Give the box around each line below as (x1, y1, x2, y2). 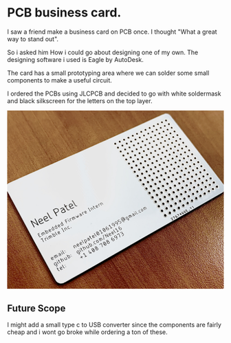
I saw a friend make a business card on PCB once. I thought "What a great (7, 27, 218, 36)
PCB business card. (7, 5, 122, 21)
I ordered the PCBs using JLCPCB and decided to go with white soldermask (7, 89, 221, 98)
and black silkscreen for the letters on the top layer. (7, 96, 153, 104)
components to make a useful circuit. (7, 76, 112, 84)
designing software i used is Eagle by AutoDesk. (7, 55, 144, 63)
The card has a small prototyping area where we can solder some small (7, 69, 210, 77)
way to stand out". (7, 34, 59, 43)
